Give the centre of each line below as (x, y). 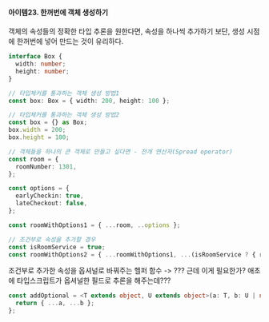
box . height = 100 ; (39, 137)
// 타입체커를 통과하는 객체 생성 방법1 (64, 93)
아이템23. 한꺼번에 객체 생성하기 (58, 12)
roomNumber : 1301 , (46, 167)
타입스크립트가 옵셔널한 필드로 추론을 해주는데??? (94, 280)
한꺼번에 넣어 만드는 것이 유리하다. (70, 42)
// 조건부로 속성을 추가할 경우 (52, 240)
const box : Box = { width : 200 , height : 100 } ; (89, 101)
